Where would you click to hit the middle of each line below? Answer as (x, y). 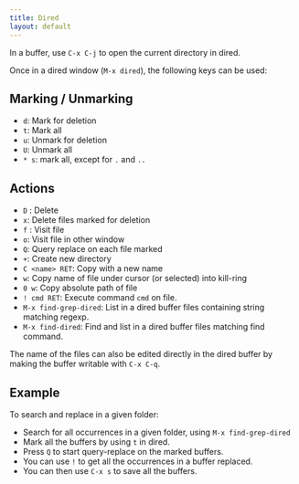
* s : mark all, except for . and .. (84, 160)
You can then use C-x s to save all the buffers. (110, 470)
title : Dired (34, 18)
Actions (32, 188)
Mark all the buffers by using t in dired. (96, 442)
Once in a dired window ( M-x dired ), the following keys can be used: (139, 70)
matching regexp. (56, 317)
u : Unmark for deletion (65, 140)
